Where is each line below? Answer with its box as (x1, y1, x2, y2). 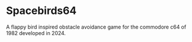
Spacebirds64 (6, 4, 77, 17)
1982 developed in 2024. (6, 29, 66, 36)
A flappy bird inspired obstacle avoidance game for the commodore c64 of (6, 23, 186, 30)
